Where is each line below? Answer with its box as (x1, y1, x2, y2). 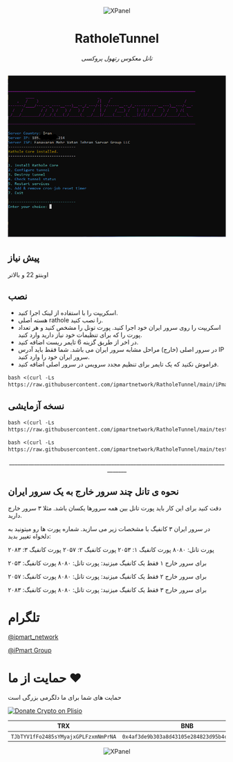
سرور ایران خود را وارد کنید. (17, 353, 91, 361)
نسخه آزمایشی (8, 400, 65, 411)
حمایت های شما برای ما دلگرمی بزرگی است (8, 693, 122, 701)
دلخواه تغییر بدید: (8, 532, 51, 540)
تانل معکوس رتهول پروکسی (81, 54, 153, 62)
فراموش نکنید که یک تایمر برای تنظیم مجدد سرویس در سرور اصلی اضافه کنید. (17, 360, 219, 369)
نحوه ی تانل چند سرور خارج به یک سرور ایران (8, 485, 179, 497)
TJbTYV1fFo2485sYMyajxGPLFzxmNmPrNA (10, 733, 117, 740)
